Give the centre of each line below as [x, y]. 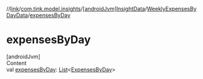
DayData [17, 15]
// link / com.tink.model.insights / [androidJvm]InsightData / [77, 9]
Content [17, 63]
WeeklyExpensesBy [172, 9]
